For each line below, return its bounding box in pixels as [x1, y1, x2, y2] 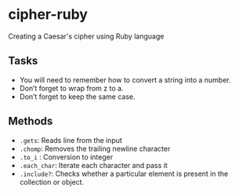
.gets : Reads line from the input [19, 135, 123, 145]
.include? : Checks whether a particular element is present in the [19, 169, 229, 178]
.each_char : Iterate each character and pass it [19, 160, 168, 170]
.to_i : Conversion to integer [19, 152, 114, 162]
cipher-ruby [8, 5, 89, 24]
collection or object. [19, 177, 85, 186]
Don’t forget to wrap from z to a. [19, 83, 124, 93]
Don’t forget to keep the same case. [19, 92, 136, 101]
